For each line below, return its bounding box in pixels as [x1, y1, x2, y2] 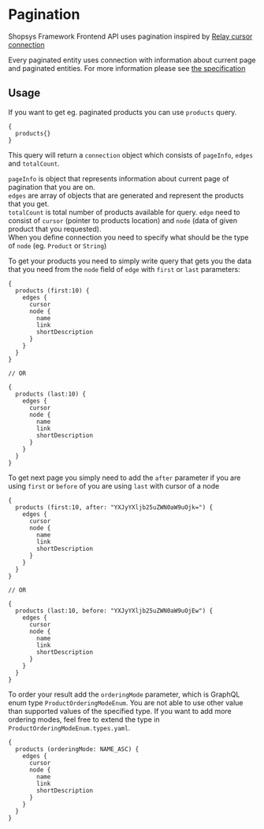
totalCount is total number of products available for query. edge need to [8, 207, 240, 217]
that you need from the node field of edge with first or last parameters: [8, 264, 240, 273]
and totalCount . [8, 158, 61, 168]
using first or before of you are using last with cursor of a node [8, 481, 220, 490]
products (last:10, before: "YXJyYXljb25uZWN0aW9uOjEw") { [15, 607, 214, 615]
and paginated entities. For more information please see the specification [8, 63, 246, 72]
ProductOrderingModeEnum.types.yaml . [8, 723, 131, 732]
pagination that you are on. [8, 182, 96, 191]
